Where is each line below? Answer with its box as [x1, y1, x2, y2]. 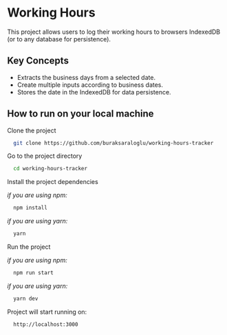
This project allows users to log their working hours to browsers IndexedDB [7, 28, 221, 36]
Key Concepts [7, 55, 69, 67]
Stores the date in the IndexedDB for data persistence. [17, 88, 171, 96]
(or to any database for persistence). [7, 34, 111, 43]
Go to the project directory [7, 152, 83, 160]
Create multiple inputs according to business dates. [17, 81, 164, 89]
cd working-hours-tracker [13, 165, 88, 172]
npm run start [13, 270, 54, 276]
